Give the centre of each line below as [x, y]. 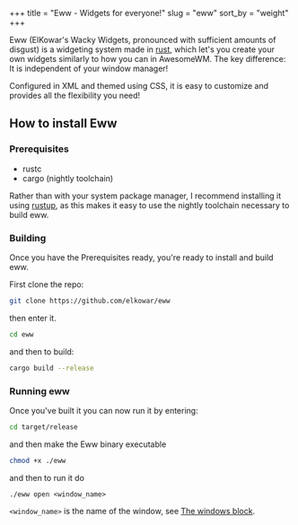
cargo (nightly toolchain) [68, 178]
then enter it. [33, 318]
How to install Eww [63, 123]
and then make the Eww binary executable [88, 444]
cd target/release [44, 427]
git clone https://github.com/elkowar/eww [90, 301]
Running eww [39, 391]
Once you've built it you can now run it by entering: [104, 410]
